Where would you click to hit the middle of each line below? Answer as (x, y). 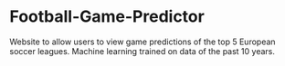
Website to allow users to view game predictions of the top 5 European (142, 42)
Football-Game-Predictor (107, 17)
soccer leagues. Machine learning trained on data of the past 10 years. (142, 51)
